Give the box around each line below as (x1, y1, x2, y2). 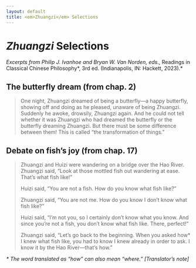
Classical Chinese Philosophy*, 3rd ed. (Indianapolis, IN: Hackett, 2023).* (6, 65, 183, 72)
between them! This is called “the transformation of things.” (20, 128, 165, 135)
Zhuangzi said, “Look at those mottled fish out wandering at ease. (20, 168, 180, 175)
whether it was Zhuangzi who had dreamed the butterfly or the (20, 116, 173, 123)
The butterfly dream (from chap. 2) (6, 82, 137, 91)
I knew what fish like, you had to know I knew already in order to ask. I (20, 238, 190, 245)
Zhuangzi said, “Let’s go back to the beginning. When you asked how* (20, 232, 191, 239)
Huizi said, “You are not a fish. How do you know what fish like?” (20, 185, 177, 192)
